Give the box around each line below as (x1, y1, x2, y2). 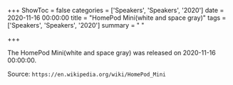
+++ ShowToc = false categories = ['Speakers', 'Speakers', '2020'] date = (7, 6, 224, 14)
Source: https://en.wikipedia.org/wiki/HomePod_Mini (7, 70, 166, 78)
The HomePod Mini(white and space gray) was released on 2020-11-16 (7, 49, 216, 57)
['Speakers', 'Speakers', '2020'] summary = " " (7, 21, 145, 29)
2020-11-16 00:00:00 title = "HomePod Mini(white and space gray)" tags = (7, 13, 227, 22)
